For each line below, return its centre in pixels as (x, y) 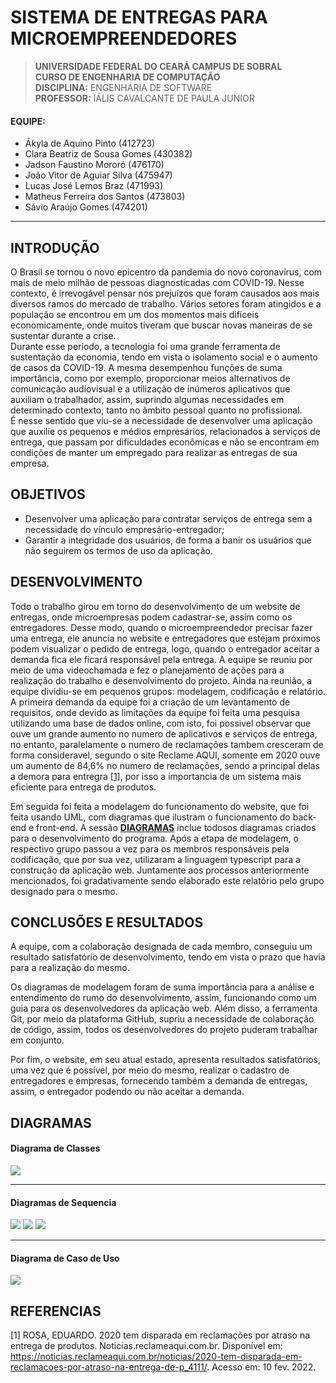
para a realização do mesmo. (70, 968)
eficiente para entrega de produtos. (83, 787)
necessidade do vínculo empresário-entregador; (124, 529)
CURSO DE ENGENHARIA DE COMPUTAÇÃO (127, 77)
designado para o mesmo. (64, 891)
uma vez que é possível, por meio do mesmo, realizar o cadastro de (150, 1070)
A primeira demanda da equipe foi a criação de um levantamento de (150, 702)
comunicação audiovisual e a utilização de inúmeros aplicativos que (150, 388)
